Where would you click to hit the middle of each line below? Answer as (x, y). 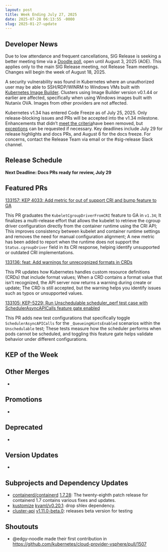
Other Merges (27, 372)
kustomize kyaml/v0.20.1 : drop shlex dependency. (64, 505)
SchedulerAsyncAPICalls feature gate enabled (52, 308)
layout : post (19, 10)
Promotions (24, 400)
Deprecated (24, 428)
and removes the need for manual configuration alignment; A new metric (80, 236)
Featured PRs (26, 188)
